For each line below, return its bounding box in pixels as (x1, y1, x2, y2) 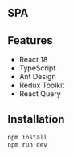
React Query (18, 89, 61, 99)
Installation (7, 112, 65, 126)
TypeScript (18, 63, 56, 73)
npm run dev (7, 140, 47, 149)
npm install (7, 134, 47, 142)
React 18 (18, 55, 48, 65)
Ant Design (18, 72, 57, 82)
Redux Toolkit (18, 80, 65, 91)
